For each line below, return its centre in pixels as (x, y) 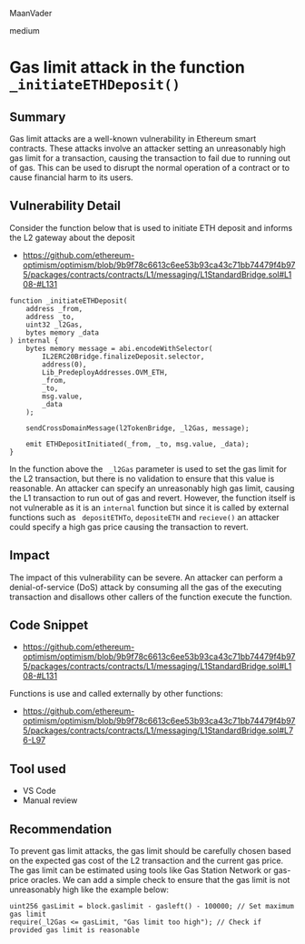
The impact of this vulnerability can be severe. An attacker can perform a (146, 577)
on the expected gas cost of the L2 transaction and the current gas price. (147, 861)
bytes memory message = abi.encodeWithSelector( (119, 348)
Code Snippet (49, 625)
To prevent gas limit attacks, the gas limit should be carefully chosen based (151, 851)
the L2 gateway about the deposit (72, 237)
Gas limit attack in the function (127, 68)
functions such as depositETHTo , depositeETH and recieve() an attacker (144, 517)
